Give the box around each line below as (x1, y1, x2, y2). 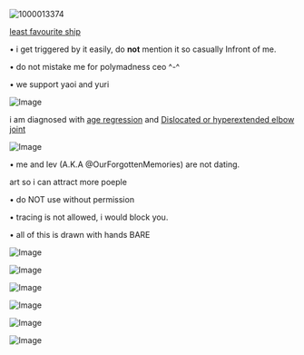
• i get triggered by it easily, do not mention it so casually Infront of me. (9, 44, 277, 54)
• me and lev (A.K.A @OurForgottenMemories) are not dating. (9, 159, 240, 170)
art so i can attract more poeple (9, 177, 127, 187)
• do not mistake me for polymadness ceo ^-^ (9, 62, 180, 72)
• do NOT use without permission (9, 194, 134, 204)
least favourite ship (9, 26, 82, 36)
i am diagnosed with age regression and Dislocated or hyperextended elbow (9, 114, 295, 124)
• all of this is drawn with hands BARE (9, 230, 151, 240)
